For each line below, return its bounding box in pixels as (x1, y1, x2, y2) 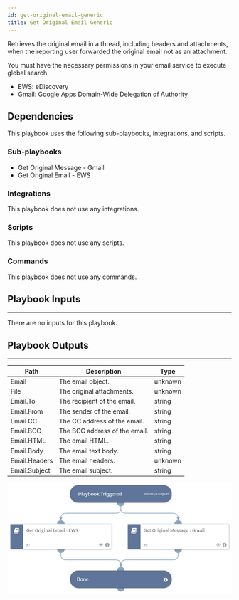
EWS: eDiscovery (17, 82, 69, 90)
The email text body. (59, 446, 119, 455)
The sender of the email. (59, 406, 130, 416)
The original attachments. (59, 387, 134, 396)
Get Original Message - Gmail (17, 163, 105, 172)
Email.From (10, 406, 43, 416)
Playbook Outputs (7, 339, 89, 352)
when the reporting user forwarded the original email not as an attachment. (7, 47, 228, 56)
